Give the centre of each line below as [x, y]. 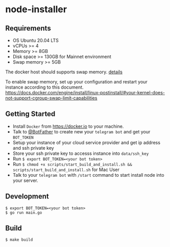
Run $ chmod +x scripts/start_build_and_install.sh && [72, 164]
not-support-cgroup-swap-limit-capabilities [51, 98]
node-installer [36, 9]
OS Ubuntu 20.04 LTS [35, 40]
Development [27, 196]
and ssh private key [33, 148]
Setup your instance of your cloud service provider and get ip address [87, 142]
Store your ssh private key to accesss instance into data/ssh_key [81, 153]
